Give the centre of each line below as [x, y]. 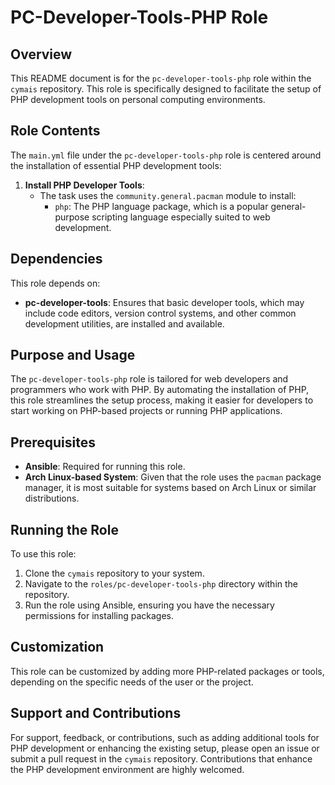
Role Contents [55, 131]
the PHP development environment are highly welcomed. [127, 769]
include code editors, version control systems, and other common [160, 313]
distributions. [52, 498]
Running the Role [64, 529]
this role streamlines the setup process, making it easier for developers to [162, 400]
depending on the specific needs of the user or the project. [132, 682]
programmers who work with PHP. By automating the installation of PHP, [160, 390]
